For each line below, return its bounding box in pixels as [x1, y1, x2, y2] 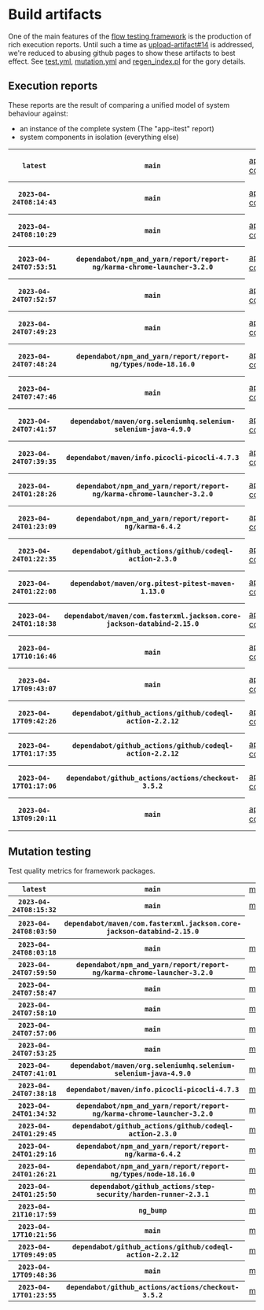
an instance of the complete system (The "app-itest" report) [19, 123, 214, 133]
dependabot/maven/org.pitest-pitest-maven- [70, 579, 236, 587]
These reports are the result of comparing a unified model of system [8, 100, 230, 109]
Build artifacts [8, 6, 102, 24]
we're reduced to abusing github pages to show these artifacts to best [8, 48, 236, 57]
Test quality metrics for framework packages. [8, 866, 156, 875]
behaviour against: [8, 109, 68, 118]
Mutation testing [8, 845, 92, 859]
